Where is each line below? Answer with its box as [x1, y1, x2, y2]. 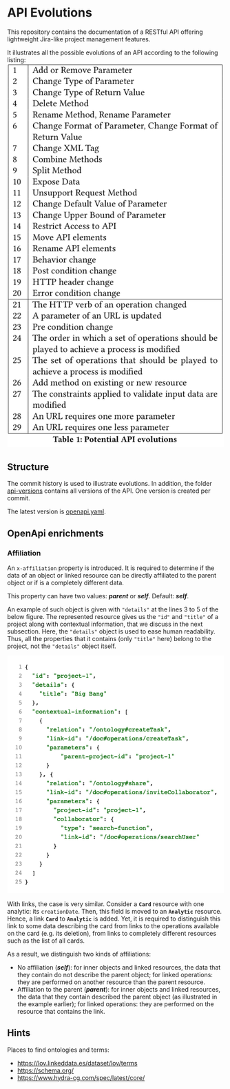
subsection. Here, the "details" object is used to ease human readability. [7, 627, 216, 636]
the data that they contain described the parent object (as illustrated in [17, 992, 218, 1001]
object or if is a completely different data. [7, 578, 124, 587]
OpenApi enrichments [7, 527, 104, 539]
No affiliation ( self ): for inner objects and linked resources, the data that [17, 963, 221, 971]
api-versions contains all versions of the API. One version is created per [7, 487, 211, 495]
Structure [7, 461, 50, 473]
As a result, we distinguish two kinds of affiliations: [7, 950, 151, 958]
